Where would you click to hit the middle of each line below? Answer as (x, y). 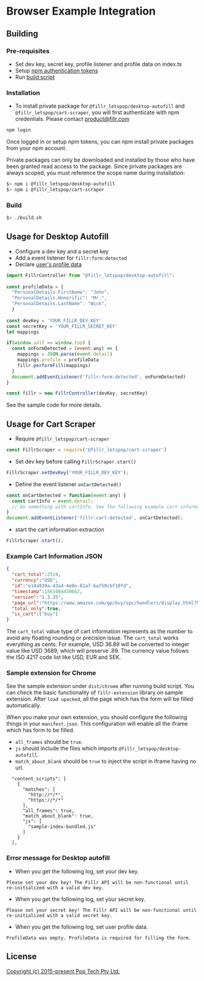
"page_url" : (27, 603)
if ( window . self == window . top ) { (49, 343)
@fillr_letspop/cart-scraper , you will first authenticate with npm (97, 112)
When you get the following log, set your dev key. (77, 871)
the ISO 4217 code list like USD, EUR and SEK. (64, 657)
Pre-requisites (28, 51)
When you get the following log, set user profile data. (81, 927)
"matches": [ (39, 790)
